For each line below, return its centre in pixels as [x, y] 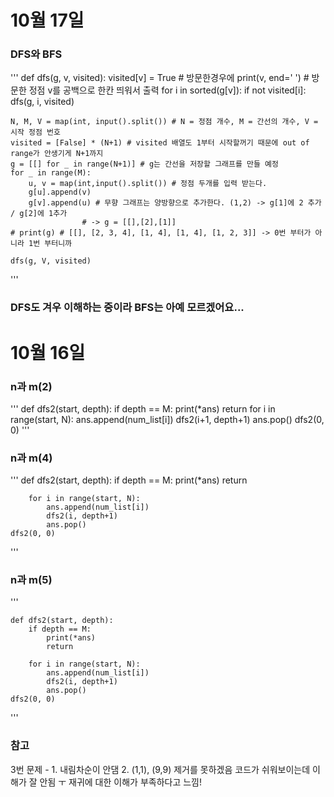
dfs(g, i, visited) [42, 102]
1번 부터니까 [50, 244]
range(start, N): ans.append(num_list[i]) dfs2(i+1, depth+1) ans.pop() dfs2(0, [167, 419]
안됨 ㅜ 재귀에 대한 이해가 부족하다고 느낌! [121, 782]
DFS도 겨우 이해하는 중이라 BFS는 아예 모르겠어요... [127, 308]
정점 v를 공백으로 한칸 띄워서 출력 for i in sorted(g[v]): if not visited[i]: [167, 90]
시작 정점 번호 [35, 132]
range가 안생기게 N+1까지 [57, 154]
